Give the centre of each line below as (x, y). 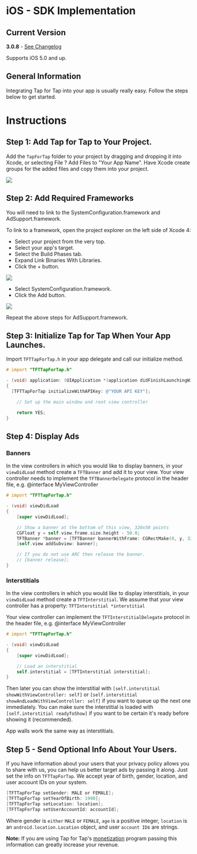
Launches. (26, 345)
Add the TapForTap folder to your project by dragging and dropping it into (94, 156)
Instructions (36, 120)
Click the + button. (37, 266)
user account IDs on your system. (47, 782)
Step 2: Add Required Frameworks (70, 198)
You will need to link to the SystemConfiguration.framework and (83, 212)
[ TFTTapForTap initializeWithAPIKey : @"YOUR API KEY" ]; (81, 392)
